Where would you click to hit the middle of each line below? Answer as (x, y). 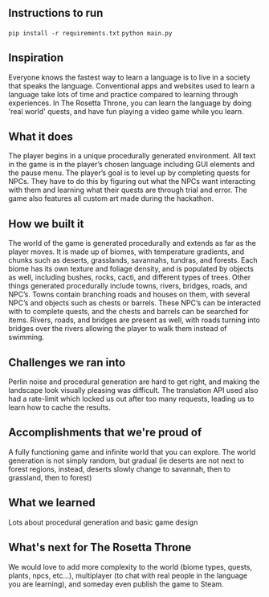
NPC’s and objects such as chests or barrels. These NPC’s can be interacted (134, 303)
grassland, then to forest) (50, 477)
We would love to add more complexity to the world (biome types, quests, (130, 566)
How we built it (46, 224)
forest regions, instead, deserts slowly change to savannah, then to (120, 468)
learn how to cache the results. (59, 407)
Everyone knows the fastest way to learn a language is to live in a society (129, 77)
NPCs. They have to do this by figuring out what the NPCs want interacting (132, 182)
